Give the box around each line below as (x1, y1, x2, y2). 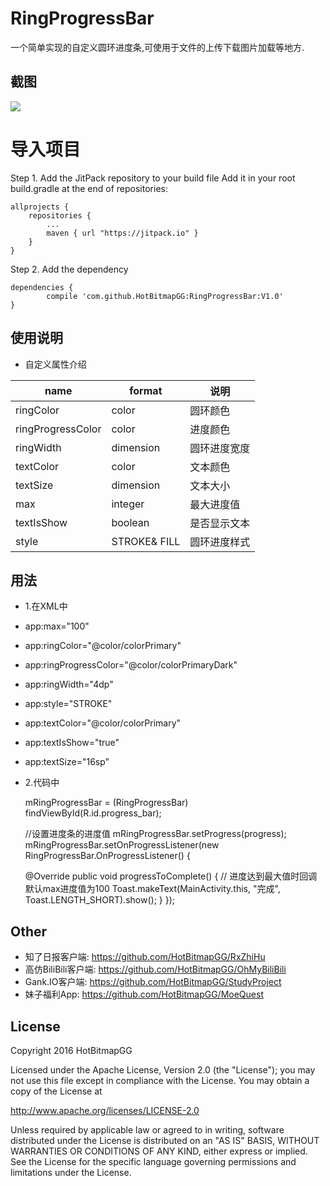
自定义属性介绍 (24, 358, 87, 370)
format (129, 383, 163, 397)
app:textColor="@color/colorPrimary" (24, 717, 182, 729)
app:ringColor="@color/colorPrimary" (24, 640, 182, 652)
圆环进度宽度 (189, 441, 251, 455)
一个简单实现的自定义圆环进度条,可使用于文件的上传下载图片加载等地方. (10, 41, 305, 53)
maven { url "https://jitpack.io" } (46, 228, 199, 238)
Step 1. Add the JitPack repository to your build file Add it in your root (10, 172, 296, 184)
